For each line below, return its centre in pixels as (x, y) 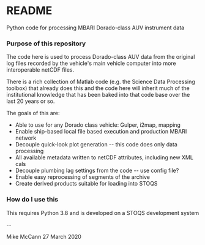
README (29, 11)
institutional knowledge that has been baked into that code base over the (98, 95)
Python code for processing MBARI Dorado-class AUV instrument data (95, 28)
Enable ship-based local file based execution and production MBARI (101, 132)
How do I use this (32, 200)
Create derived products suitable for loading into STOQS (86, 184)
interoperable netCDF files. (40, 70)
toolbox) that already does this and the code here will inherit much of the (98, 88)
